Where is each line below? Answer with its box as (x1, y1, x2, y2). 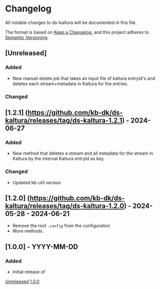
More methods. (12, 228, 44, 234)
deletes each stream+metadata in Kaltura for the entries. (12, 80, 129, 86)
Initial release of (12, 269, 46, 275)
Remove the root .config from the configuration (12, 223, 110, 229)
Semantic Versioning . (5, 34, 49, 40)
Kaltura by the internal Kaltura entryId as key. (12, 156, 105, 162)
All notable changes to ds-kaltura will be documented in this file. (5, 19, 137, 25)
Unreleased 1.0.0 (5, 279, 40, 285)
